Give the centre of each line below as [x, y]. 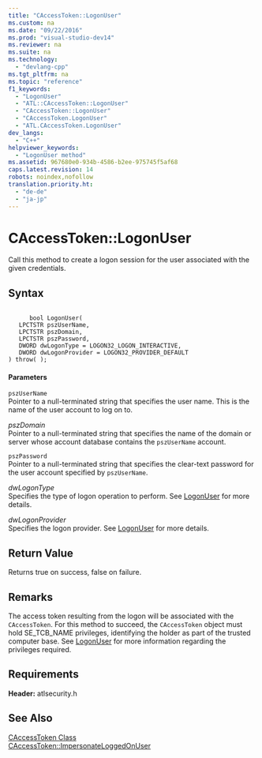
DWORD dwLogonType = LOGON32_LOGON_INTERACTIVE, [100, 346]
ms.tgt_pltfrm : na [38, 74]
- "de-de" [31, 191]
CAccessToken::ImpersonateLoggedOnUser [80, 745]
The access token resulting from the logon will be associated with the [121, 616]
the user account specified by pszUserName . [78, 473]
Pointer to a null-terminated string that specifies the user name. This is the [129, 402]
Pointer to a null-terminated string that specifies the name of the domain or [130, 433]
